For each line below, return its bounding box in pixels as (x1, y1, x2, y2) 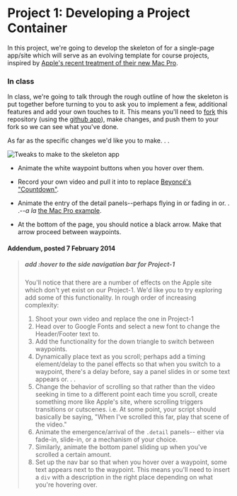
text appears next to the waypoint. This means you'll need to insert (35, 465, 230, 473)
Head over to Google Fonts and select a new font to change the (35, 321, 221, 331)
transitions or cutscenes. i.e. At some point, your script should (35, 404, 216, 413)
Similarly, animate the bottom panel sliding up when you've (35, 442, 207, 451)
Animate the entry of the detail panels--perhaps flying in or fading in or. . (17, 199, 230, 207)
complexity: (24, 300, 59, 309)
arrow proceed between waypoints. (17, 228, 122, 236)
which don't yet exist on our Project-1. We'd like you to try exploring (24, 285, 223, 294)
